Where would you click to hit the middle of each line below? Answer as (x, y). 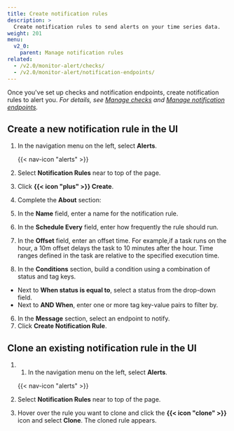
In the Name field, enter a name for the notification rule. (98, 213)
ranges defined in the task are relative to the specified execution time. (118, 255)
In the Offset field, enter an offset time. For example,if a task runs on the (122, 241)
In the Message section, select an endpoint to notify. (94, 318)
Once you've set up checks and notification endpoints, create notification (113, 92)
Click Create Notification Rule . (62, 326)
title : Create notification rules (58, 14)
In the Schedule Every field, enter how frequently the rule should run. (118, 227)
